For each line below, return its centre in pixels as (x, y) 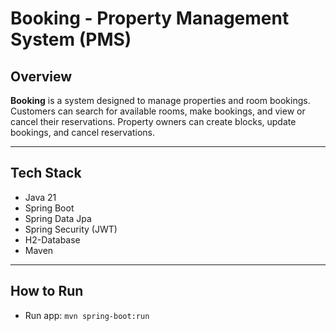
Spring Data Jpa (58, 218)
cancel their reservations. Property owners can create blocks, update (153, 121)
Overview (41, 76)
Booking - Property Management (150, 18)
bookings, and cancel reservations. (83, 132)
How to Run (47, 291)
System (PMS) (71, 39)
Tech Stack (46, 173)
